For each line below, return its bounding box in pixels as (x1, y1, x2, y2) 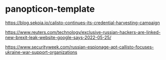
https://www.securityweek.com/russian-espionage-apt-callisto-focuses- (5, 44, 154, 50)
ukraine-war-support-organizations (5, 49, 78, 55)
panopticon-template (5, 3, 95, 15)
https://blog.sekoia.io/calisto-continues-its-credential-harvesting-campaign (5, 20, 160, 26)
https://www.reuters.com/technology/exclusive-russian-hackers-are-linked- (5, 29, 161, 35)
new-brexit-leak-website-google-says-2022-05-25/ (5, 34, 111, 40)
